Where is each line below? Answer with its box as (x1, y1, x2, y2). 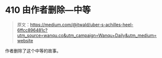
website (17, 37, 33, 43)
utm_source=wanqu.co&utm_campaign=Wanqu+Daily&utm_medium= (17, 32, 157, 38)
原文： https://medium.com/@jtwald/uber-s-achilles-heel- (17, 22, 134, 28)
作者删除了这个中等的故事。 (5, 48, 61, 54)
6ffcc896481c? (17, 27, 48, 33)
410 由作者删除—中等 (5, 4, 91, 16)
